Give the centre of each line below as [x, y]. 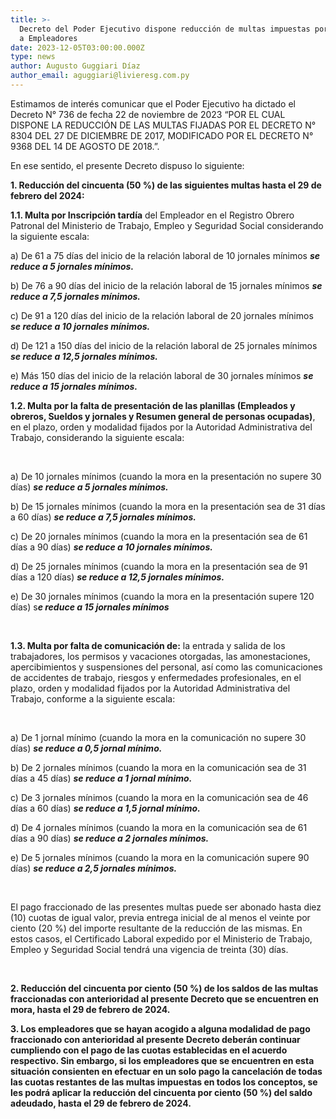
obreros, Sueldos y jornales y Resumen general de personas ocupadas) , [163, 416]
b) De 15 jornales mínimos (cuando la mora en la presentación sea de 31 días [168, 506]
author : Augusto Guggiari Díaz [75, 66]
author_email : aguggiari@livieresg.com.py [100, 76]
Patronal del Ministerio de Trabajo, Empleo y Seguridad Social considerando [167, 225]
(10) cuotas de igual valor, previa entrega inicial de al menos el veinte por [160, 917]
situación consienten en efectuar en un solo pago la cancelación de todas [166, 1071]
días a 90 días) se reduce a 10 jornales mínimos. [111, 547]
